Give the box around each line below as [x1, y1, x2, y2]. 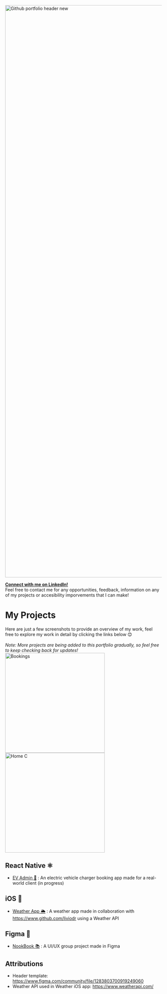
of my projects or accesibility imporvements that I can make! [5, 592, 129, 598]
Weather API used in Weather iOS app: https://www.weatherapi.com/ [12, 984, 154, 990]
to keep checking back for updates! [5, 647, 79, 653]
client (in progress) [25, 880, 64, 886]
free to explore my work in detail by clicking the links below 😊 [5, 631, 133, 637]
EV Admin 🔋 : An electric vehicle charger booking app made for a [12, 875, 146, 881]
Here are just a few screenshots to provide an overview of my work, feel [5, 626, 153, 632]
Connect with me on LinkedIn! [5, 582, 69, 587]
